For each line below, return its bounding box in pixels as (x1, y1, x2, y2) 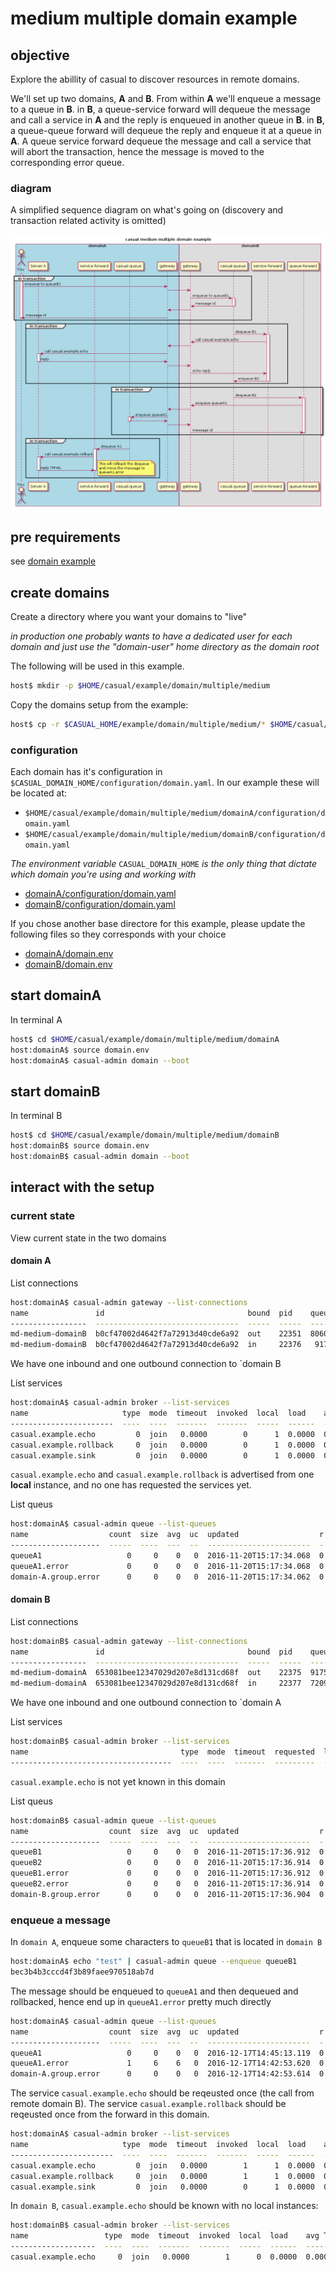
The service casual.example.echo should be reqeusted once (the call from (10, 2087, 315, 2099)
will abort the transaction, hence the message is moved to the (10, 146, 265, 157)
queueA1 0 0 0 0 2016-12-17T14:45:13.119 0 (10, 2048, 325, 2058)
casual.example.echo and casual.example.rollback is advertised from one (10, 1468, 315, 1481)
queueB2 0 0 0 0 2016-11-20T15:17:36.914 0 (10, 1858, 325, 1868)
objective (10, 47, 70, 64)
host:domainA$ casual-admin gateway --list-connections (10, 1297, 248, 1307)
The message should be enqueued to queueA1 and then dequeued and (10, 1985, 299, 1997)
